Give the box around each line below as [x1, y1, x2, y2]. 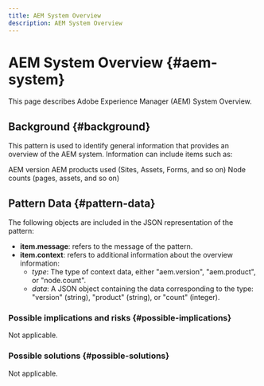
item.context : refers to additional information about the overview [19, 250, 233, 260]
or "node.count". [31, 276, 87, 286]
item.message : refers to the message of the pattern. [19, 242, 193, 251]
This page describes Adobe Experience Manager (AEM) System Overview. [8, 96, 252, 106]
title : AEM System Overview [8, 11, 102, 20]
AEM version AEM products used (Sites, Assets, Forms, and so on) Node [8, 165, 247, 175]
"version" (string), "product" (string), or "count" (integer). [31, 293, 220, 302]
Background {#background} [8, 120, 151, 133]
